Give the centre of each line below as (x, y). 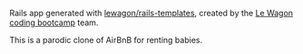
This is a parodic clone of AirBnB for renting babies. (106, 40)
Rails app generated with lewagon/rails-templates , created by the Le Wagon (151, 13)
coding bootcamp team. (54, 22)
